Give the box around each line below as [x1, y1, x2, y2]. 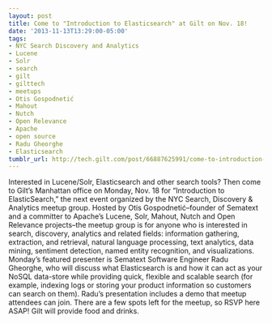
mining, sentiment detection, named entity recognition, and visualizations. [8, 246, 255, 256]
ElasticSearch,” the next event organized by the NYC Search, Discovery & [8, 194, 253, 204]
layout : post [8, 11, 53, 20]
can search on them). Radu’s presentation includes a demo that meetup [8, 289, 247, 299]
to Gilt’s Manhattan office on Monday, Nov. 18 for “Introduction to [8, 185, 225, 195]
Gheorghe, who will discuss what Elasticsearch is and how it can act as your [8, 263, 263, 273]
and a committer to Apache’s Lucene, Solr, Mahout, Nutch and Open [8, 211, 236, 221]
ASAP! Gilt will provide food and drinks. [8, 306, 139, 316]
